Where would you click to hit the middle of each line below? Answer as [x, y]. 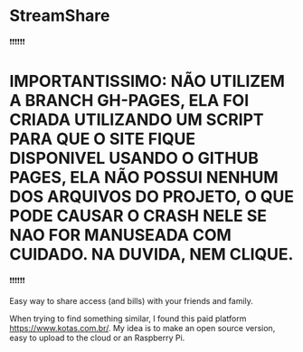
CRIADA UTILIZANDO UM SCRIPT [137, 120]
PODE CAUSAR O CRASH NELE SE [138, 216]
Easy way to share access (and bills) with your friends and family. [131, 300]
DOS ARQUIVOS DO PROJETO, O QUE [152, 197]
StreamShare [60, 16]
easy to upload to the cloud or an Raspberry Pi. [97, 338]
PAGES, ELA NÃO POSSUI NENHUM [144, 178]
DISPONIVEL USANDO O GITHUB [134, 158]
